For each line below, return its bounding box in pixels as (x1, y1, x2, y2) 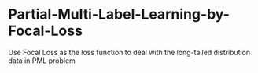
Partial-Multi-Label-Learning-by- (8, 5, 230, 23)
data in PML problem (8, 56, 76, 65)
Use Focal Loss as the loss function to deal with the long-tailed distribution (8, 47, 251, 57)
